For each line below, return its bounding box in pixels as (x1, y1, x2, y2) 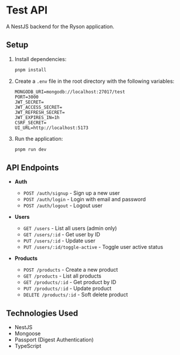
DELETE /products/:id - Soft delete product (23, 291, 128, 298)
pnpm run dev (14, 146, 47, 153)
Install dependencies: (14, 55, 67, 62)
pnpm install (14, 67, 47, 73)
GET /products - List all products (23, 272, 101, 279)
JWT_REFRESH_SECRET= (14, 109, 65, 115)
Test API (6, 4, 48, 17)
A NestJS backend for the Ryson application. (6, 23, 114, 30)
